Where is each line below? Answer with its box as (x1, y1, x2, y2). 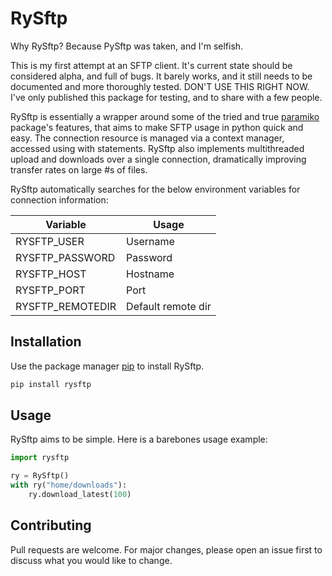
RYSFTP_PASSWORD (15, 250, 116, 264)
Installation (10, 333, 82, 351)
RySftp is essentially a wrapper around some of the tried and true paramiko (10, 110, 320, 122)
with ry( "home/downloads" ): (10, 480, 128, 491)
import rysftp (10, 453, 70, 463)
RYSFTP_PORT (15, 283, 86, 297)
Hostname (126, 267, 175, 281)
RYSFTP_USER (15, 234, 85, 248)
